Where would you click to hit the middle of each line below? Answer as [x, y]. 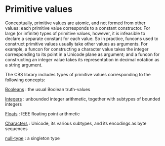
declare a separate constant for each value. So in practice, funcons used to [82, 39]
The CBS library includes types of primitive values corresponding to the [78, 74]
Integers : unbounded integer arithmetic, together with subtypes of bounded [83, 99]
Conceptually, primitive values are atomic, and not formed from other [75, 23]
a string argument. [24, 65]
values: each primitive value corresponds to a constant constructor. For [78, 28]
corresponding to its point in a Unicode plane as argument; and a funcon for [82, 54]
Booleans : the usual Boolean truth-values [48, 89]
